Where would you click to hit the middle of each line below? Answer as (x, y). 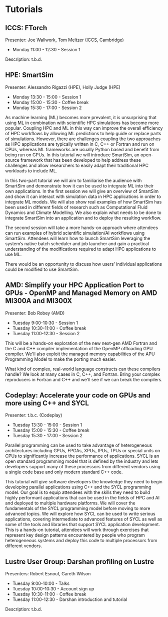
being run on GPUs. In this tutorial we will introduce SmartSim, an (72, 155)
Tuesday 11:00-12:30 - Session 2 (46, 333)
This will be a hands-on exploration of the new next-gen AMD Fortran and (81, 343)
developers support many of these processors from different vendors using (83, 467)
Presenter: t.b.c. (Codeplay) (34, 415)
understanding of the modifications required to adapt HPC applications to (81, 249)
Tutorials (24, 9)
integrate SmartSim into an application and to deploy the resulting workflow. (83, 218)
